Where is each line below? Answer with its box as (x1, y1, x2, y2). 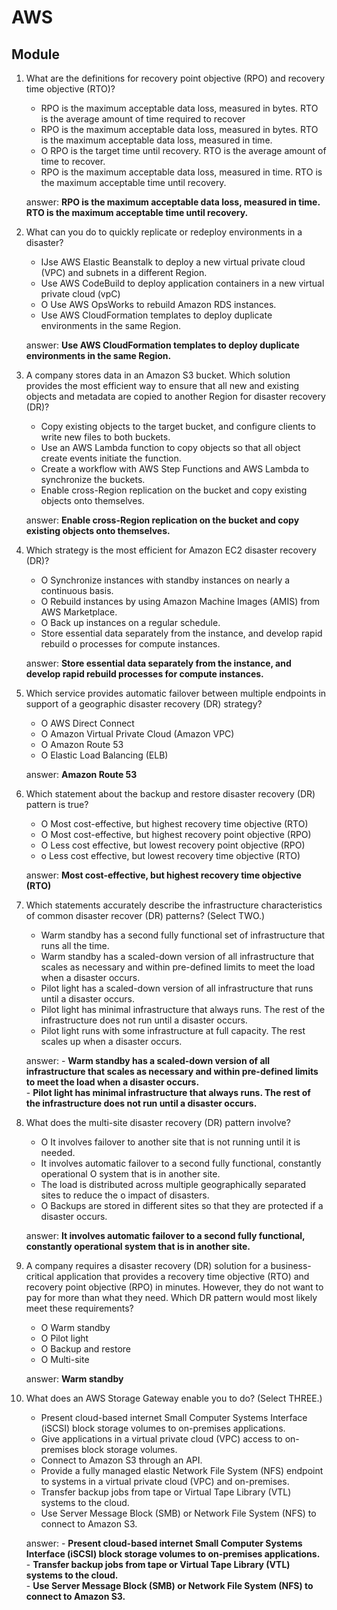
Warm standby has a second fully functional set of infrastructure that (40, 929, 326, 941)
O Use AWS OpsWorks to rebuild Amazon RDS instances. (40, 299, 277, 310)
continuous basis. (40, 585, 114, 596)
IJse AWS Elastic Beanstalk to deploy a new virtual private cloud (40, 256, 306, 268)
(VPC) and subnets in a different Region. (40, 267, 208, 278)
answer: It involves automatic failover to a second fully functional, (25, 1230, 306, 1241)
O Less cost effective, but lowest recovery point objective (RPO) (40, 839, 306, 851)
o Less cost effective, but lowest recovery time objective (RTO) (40, 850, 301, 861)
